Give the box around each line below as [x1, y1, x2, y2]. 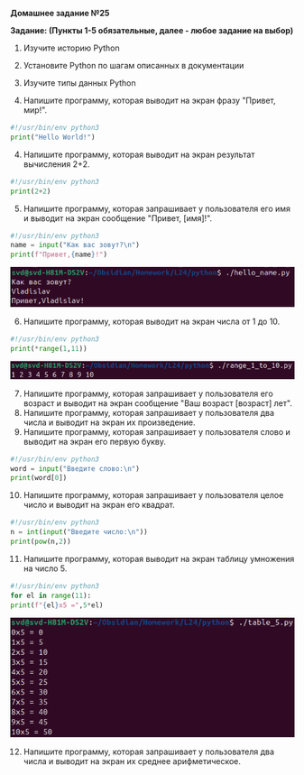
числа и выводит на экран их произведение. [23, 417, 197, 428]
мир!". [23, 105, 48, 115]
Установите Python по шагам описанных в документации [23, 60, 244, 70]
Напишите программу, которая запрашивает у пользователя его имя [23, 203, 291, 214]
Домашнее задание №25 [10, 8, 110, 18]
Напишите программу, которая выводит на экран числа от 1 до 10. [23, 316, 281, 328]
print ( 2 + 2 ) [10, 187, 51, 196]
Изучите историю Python [23, 42, 120, 53]
